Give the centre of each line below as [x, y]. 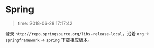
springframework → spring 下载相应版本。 [49, 40]
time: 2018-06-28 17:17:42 [45, 23]
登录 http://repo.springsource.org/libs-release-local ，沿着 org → [78, 33]
